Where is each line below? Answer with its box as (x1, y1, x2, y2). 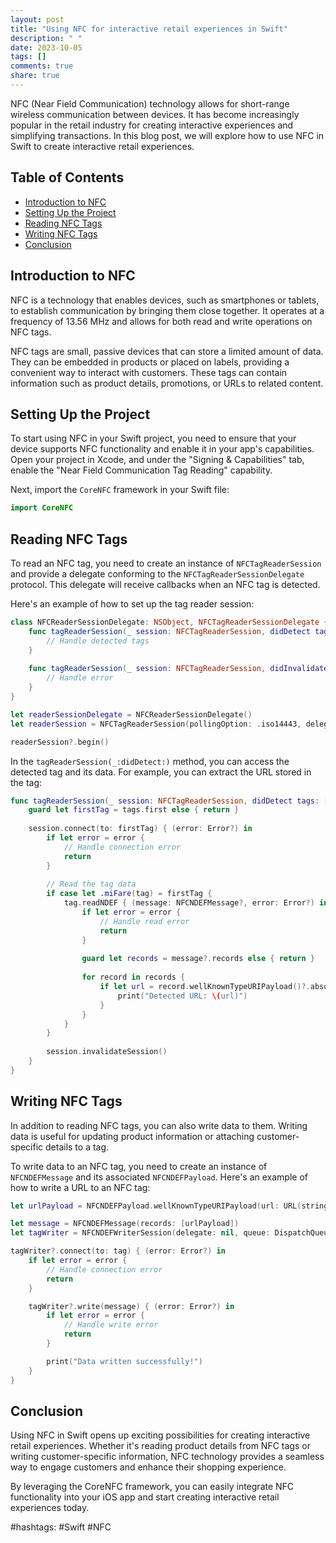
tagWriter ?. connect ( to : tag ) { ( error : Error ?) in (10, 1246, 226, 1256)
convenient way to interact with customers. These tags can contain (10, 366, 288, 378)
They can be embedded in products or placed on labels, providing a (10, 356, 290, 368)
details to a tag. (45, 1141, 110, 1153)
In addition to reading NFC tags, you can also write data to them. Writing (10, 1119, 308, 1131)
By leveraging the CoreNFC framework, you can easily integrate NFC (10, 1481, 295, 1493)
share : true (10, 71, 60, 81)
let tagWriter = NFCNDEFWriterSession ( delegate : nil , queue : (10, 1228, 271, 1238)
